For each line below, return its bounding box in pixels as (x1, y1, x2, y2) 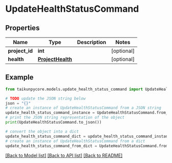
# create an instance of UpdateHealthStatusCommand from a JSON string (5, 106, 161, 111)
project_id (8, 47, 33, 54)
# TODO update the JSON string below (5, 96, 86, 101)
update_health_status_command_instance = (5, 110, 95, 115)
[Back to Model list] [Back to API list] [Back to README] (5, 152, 123, 159)
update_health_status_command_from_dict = (5, 143, 97, 149)
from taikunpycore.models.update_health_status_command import (5, 87, 143, 92)
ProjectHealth (37, 56, 73, 63)
